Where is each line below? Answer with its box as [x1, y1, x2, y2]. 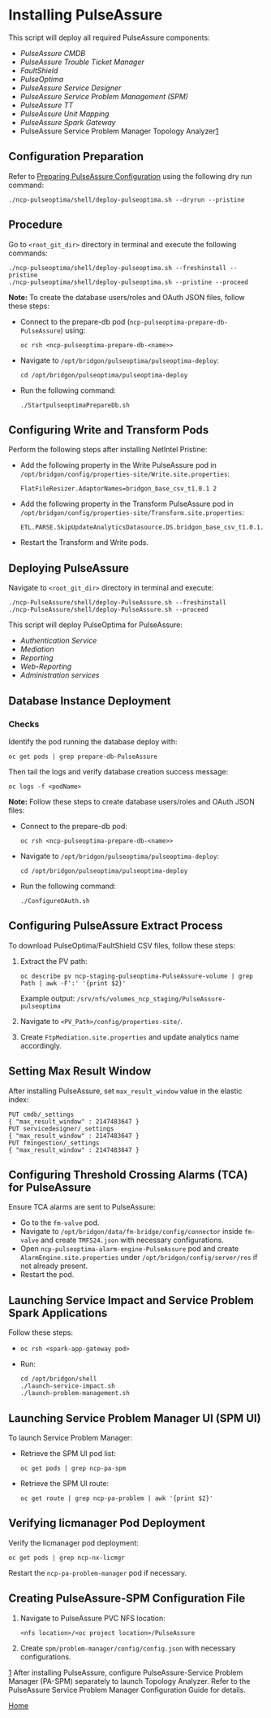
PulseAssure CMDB [19, 48, 86, 58]
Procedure [8, 218, 63, 232]
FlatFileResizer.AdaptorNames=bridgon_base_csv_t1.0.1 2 [19, 485, 217, 493]
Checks [8, 718, 40, 730]
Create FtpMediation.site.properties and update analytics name [19, 1031, 239, 1042]
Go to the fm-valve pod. [19, 1218, 100, 1227]
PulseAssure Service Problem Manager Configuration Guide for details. [8, 1685, 246, 1694]
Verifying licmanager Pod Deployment [8, 1516, 205, 1530]
